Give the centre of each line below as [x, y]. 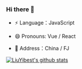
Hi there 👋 [20, 9]
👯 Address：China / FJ [42, 49]
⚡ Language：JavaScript [45, 23]
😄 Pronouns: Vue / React [45, 36]
